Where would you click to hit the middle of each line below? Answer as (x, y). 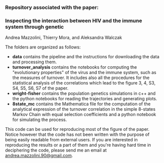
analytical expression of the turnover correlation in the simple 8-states (84, 109)
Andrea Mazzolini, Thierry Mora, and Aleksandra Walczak (64, 38)
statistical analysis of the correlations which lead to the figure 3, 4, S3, (84, 83)
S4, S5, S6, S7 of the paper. (40, 88)
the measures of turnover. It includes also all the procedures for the (81, 78)
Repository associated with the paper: (52, 7)
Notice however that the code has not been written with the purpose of (77, 134)
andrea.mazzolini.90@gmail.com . (39, 156)
